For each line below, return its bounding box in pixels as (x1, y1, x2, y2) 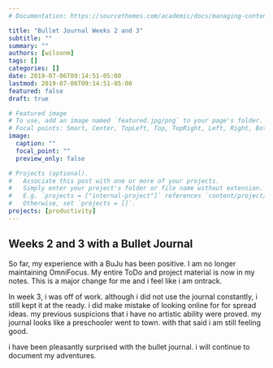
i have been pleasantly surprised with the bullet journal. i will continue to (8, 342, 250, 352)
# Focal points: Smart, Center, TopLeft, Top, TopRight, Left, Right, (8, 124, 253, 132)
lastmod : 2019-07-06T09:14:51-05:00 (8, 79, 132, 88)
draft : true (8, 94, 49, 102)
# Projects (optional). (8, 169, 89, 177)
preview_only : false (15, 154, 85, 162)
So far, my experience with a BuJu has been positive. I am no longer (8, 258, 236, 268)
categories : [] (8, 64, 60, 73)
